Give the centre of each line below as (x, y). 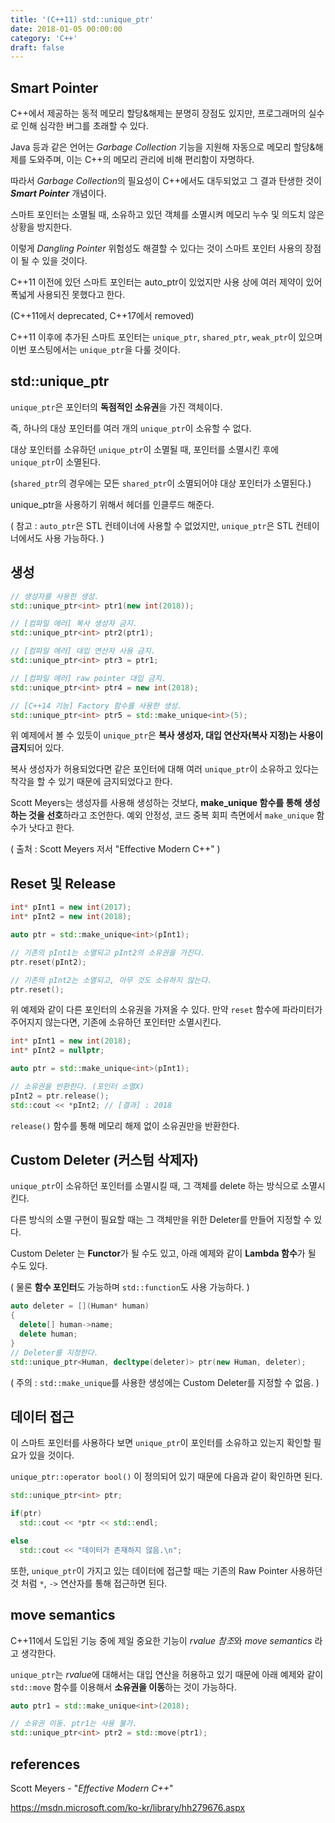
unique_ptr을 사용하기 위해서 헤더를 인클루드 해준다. (112, 504)
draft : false (37, 47)
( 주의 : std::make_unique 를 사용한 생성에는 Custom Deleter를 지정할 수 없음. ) (165, 1382)
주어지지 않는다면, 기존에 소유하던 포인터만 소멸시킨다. (116, 1022)
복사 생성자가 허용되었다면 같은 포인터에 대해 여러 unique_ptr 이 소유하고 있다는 (165, 769)
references (45, 1764)
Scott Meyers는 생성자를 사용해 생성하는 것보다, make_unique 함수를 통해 (156, 803)
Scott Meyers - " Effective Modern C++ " (92, 1788)
